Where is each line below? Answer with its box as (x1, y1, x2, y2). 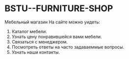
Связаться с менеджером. (11, 39, 68, 44)
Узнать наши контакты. (11, 49, 60, 55)
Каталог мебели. (11, 28, 47, 34)
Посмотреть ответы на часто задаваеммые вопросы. (11, 44, 125, 50)
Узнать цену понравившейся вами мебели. (11, 34, 102, 39)
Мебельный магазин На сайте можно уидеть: (4, 19, 100, 25)
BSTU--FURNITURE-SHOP (4, 3, 113, 14)
